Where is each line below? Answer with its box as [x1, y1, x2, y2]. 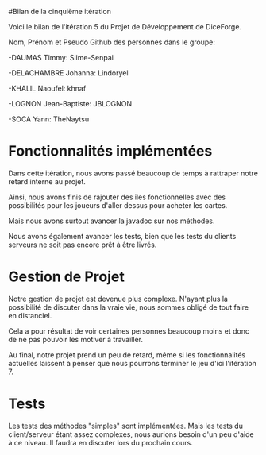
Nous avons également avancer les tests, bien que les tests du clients [8, 231, 237, 241]
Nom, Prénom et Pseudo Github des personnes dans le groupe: [8, 37, 216, 47]
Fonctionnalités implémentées [8, 142, 213, 160]
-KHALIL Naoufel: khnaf [8, 83, 87, 93]
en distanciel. [8, 310, 52, 320]
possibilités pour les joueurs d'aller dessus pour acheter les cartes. [8, 200, 228, 210]
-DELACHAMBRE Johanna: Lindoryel [8, 68, 129, 78]
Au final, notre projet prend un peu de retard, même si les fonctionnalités [8, 349, 246, 360]
